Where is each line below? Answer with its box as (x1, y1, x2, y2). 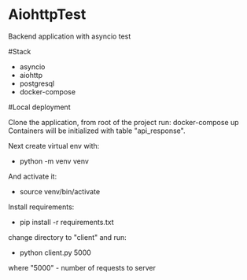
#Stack (8, 46, 31, 56)
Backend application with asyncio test (8, 31, 131, 41)
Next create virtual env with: (8, 141, 100, 150)
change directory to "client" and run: (8, 232, 127, 241)
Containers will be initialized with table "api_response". (8, 126, 186, 135)
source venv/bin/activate (19, 186, 101, 196)
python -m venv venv (19, 156, 89, 166)
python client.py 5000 (19, 248, 92, 257)
